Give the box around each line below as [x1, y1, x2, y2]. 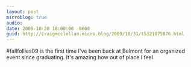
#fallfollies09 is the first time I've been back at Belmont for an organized [6, 47, 186, 54]
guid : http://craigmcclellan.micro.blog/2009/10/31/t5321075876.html [6, 31, 185, 37]
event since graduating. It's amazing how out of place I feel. [6, 54, 155, 61]
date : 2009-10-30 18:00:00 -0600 [6, 25, 90, 32]
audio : [6, 20, 23, 26]
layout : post [6, 8, 39, 15]
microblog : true [6, 14, 47, 20]
